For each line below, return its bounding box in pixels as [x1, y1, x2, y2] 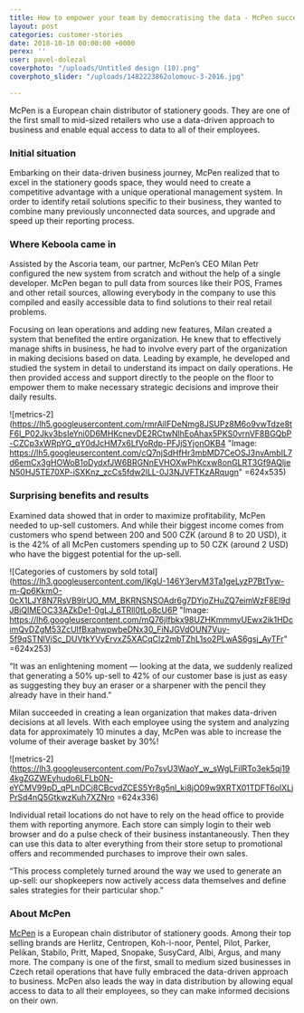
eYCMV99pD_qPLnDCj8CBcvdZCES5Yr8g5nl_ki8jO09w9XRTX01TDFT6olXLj [9, 782, 294, 793]
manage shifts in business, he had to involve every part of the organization [9, 343, 288, 354]
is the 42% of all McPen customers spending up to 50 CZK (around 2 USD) [9, 539, 290, 550]
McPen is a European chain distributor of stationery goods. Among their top [9, 927, 291, 938]
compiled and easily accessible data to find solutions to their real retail [9, 297, 272, 308]
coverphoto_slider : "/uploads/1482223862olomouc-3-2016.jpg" [9, 72, 245, 81]
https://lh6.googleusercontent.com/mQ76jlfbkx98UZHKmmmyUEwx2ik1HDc [9, 614, 294, 625]
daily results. [9, 391, 57, 403]
